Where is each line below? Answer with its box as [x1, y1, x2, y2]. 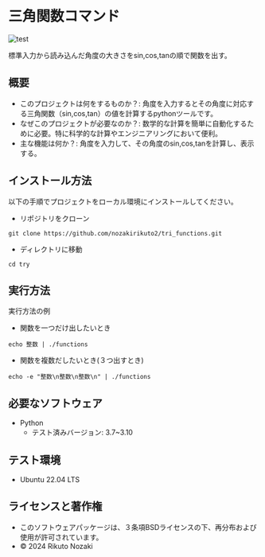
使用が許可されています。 [19, 532, 103, 542]
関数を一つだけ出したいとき [19, 323, 111, 333]
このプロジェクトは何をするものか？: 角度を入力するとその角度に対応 [19, 99, 247, 108]
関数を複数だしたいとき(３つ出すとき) [19, 356, 145, 365]
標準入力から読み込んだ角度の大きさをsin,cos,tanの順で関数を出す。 [8, 50, 232, 60]
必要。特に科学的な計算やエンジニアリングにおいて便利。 [33, 128, 223, 138]
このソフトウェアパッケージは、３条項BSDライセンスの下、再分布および [19, 522, 257, 532]
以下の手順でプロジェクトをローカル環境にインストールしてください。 [8, 197, 238, 206]
